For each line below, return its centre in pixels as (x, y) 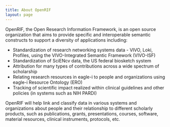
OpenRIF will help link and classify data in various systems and (71, 103)
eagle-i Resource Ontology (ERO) (48, 82)
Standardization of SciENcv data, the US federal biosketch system (82, 60)
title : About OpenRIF (28, 10)
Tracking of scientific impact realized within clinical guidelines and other (88, 87)
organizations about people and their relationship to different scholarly (79, 108)
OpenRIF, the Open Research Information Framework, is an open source (81, 29)
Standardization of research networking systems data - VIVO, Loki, (83, 50)
